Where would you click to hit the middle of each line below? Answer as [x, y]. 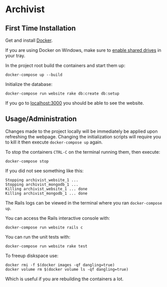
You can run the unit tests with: [38, 237]
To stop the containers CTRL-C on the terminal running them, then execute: [83, 152]
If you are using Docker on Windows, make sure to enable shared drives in [83, 50]
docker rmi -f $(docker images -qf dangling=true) [60, 265]
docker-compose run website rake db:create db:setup [62, 94]
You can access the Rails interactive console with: [58, 218]
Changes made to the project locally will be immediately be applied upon [81, 131]
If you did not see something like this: [45, 170]
